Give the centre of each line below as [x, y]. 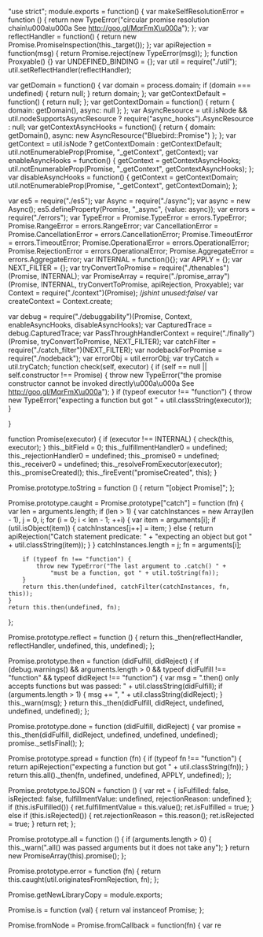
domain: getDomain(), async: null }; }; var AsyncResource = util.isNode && [128, 110]
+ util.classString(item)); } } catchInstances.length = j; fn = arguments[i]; [125, 545]
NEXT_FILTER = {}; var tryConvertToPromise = [83, 268]
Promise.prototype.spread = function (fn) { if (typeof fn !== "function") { [125, 758]
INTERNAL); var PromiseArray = [92, 276]
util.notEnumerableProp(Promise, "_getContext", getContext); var [113, 152]
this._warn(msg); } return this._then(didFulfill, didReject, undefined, [116, 703]
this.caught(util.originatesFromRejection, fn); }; [84, 880]
